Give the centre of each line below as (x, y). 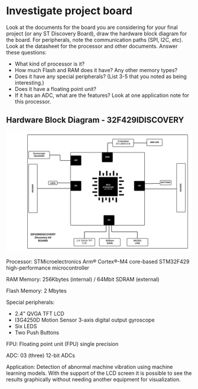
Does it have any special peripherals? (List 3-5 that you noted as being (101, 76)
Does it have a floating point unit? (55, 89)
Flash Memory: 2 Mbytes (36, 290)
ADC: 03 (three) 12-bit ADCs (41, 355)
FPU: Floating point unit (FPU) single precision (62, 343)
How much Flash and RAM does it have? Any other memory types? (96, 70)
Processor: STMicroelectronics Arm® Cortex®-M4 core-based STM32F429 (98, 261)
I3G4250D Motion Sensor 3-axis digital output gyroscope (85, 320)
